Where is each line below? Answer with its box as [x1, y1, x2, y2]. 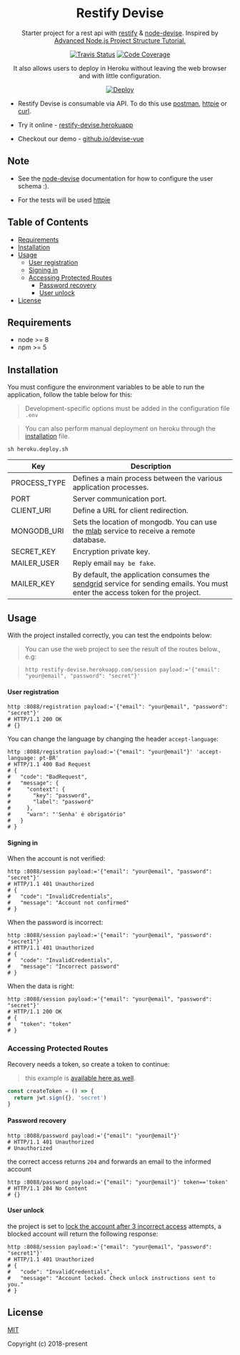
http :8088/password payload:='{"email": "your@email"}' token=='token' [7, 1179, 229, 1186]
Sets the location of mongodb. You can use [72, 517, 217, 527]
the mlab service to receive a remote [72, 526, 196, 536]
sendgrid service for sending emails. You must [72, 579, 229, 589]
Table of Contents [7, 216, 89, 229]
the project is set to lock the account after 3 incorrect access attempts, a [7, 1221, 221, 1230]
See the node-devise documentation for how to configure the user [17, 174, 214, 183]
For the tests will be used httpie [17, 195, 111, 204]
